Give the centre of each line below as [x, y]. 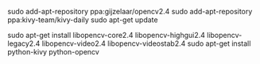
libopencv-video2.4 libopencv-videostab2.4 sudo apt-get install [146, 43]
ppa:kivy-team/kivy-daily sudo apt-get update [83, 20]
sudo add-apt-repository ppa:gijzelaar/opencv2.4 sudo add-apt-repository [130, 11]
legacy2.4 [24, 43]
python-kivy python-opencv [54, 52]
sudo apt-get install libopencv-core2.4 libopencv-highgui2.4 [107, 35]
